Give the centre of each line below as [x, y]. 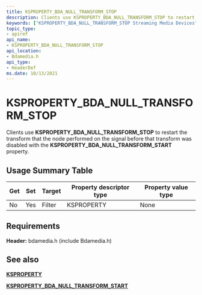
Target [51, 191]
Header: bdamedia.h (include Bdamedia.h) [59, 240]
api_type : [19, 62]
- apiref [17, 34]
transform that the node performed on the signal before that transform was [99, 139]
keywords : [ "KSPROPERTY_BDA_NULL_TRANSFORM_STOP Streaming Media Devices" [102, 23]
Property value [166, 187]
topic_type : [21, 29]
